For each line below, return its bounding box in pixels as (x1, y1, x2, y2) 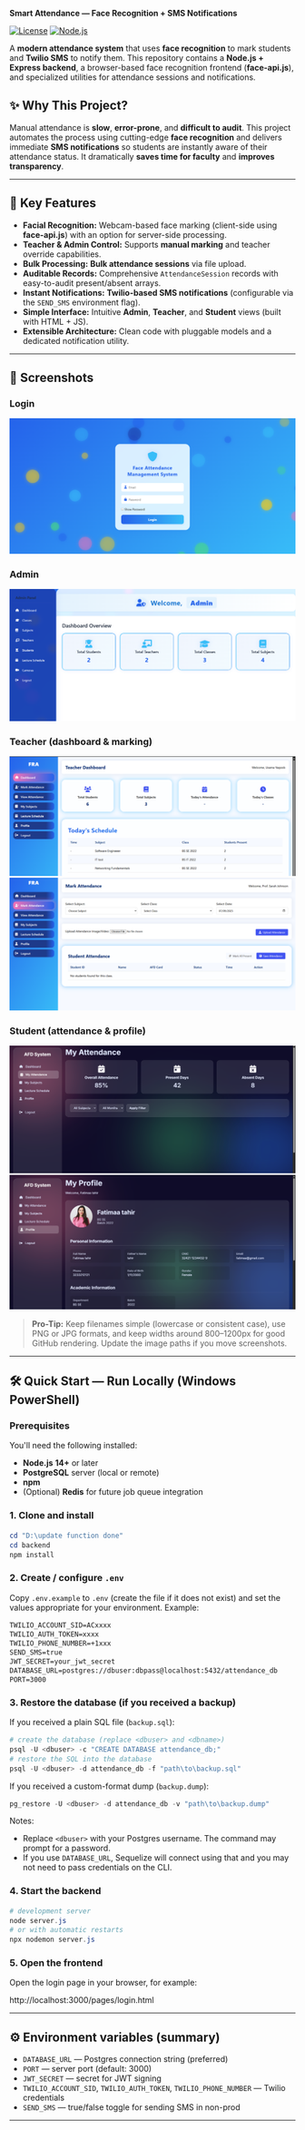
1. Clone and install (9, 1509, 94, 1522)
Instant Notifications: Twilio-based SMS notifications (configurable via (22, 287, 294, 298)
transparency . (9, 161, 64, 172)
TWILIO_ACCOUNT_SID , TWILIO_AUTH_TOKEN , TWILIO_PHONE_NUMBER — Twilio (22, 2083, 286, 2094)
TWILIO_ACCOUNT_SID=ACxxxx (9, 1620, 112, 1630)
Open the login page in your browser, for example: (9, 1978, 198, 1988)
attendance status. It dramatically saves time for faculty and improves (9, 151, 275, 162)
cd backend (9, 1540, 51, 1550)
